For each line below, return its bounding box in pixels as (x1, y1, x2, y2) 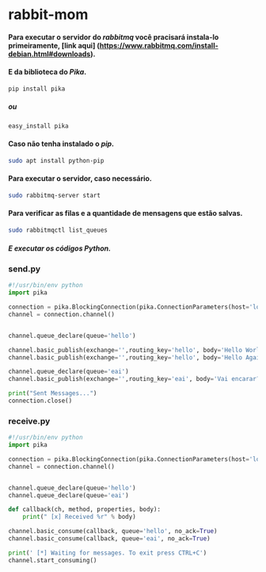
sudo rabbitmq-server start (8, 191, 101, 199)
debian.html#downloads (8, 49, 91, 59)
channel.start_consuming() (8, 556, 97, 564)
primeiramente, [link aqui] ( (8, 40, 101, 50)
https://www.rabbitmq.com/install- (99, 40, 219, 50)
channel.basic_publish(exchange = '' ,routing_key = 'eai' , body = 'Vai (8, 375, 228, 383)
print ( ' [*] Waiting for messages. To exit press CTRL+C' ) (8, 549, 207, 557)
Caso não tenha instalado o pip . (8, 139, 115, 148)
